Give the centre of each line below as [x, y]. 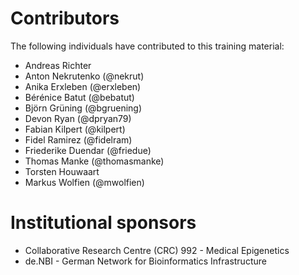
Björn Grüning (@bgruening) [83, 108]
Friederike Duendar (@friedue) [88, 150]
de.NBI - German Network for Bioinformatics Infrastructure [145, 261]
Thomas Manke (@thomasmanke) [94, 161]
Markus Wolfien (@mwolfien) [84, 182]
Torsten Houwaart [62, 171]
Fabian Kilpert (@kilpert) [75, 129]
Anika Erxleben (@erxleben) [83, 86]
